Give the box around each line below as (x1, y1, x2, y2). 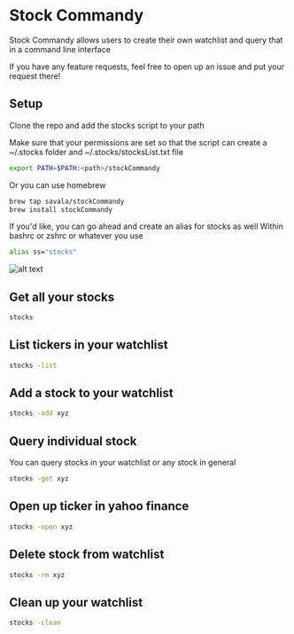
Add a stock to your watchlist (9, 386, 174, 401)
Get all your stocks (9, 289, 115, 304)
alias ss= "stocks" (9, 247, 77, 257)
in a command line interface (9, 43, 111, 54)
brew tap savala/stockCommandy (9, 197, 125, 206)
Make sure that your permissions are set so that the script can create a (9, 137, 267, 147)
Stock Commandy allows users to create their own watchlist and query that (9, 35, 283, 45)
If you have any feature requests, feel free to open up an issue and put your (9, 61, 285, 72)
